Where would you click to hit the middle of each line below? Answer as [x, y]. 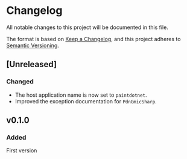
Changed [20, 82]
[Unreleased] [32, 64]
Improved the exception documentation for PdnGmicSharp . [86, 101]
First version [22, 151]
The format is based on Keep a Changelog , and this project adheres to [93, 39]
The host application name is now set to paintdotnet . [81, 95]
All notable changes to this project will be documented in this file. [87, 27]
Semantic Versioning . [33, 45]
